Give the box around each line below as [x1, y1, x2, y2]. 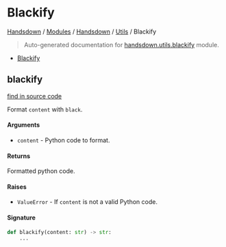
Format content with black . [7, 105, 83, 114]
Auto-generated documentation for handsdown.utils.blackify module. [23, 40, 219, 49]
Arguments [7, 121, 40, 129]
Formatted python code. [7, 167, 75, 175]
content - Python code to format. [16, 135, 110, 144]
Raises [7, 183, 27, 191]
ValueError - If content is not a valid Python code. [16, 198, 158, 206]
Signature [7, 213, 36, 222]
